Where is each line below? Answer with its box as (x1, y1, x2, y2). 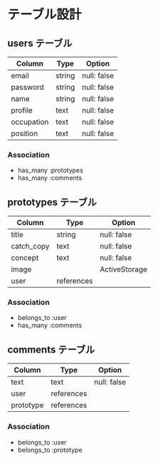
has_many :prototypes (17, 166, 83, 175)
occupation (11, 117, 49, 127)
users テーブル (7, 37, 73, 49)
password (11, 83, 44, 92)
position (11, 129, 38, 138)
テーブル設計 (7, 6, 82, 23)
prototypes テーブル (7, 196, 98, 208)
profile (11, 105, 33, 115)
